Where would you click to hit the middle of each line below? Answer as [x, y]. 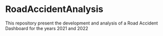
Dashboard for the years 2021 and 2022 [47, 28]
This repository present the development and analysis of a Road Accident [82, 23]
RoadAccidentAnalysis [54, 9]
